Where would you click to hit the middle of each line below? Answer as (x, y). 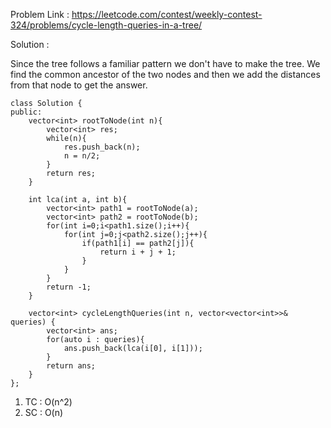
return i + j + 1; (138, 252)
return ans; (71, 366)
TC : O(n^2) (48, 402)
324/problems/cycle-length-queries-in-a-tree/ (106, 25)
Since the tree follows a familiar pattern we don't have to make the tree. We (165, 63)
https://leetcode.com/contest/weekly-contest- (167, 14)
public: (26, 112)
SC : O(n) (44, 412)
